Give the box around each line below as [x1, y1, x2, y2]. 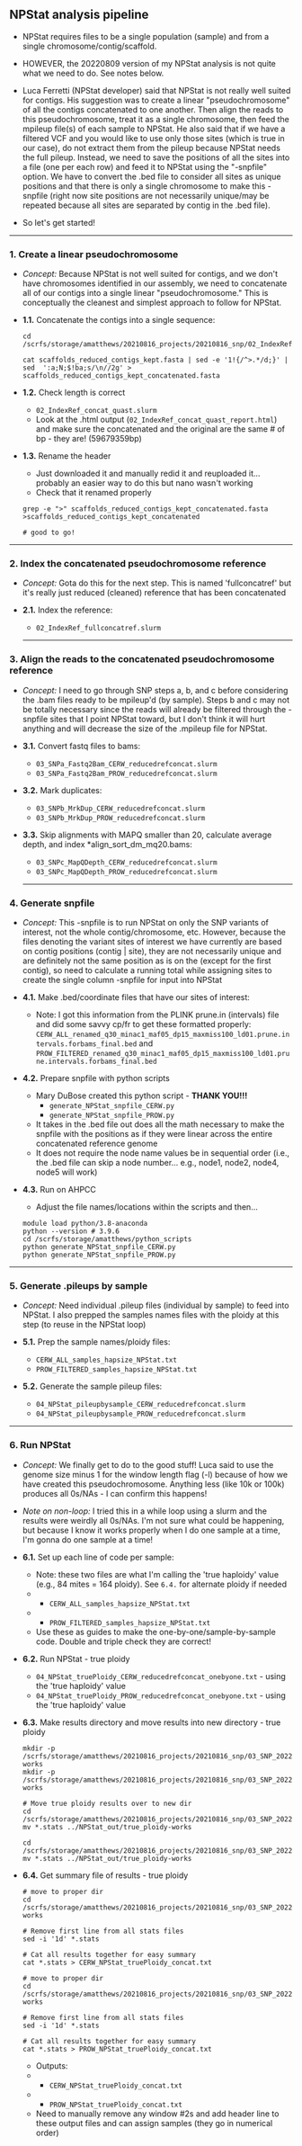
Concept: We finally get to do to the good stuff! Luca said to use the [22, 1459, 274, 1470]
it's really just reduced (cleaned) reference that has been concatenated [22, 587, 287, 598]
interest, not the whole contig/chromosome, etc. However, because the [22, 926, 286, 937]
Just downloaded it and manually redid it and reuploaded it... [35, 468, 261, 479]
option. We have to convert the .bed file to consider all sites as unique [22, 171, 281, 182]
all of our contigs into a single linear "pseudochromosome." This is [22, 288, 269, 299]
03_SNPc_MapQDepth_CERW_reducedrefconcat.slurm [35, 858, 218, 867]
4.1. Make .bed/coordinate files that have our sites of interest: [22, 992, 250, 1002]
